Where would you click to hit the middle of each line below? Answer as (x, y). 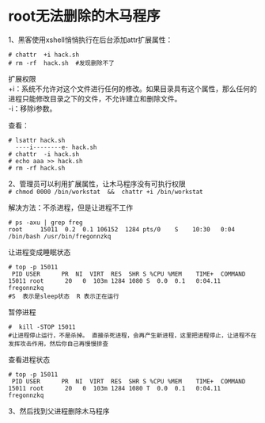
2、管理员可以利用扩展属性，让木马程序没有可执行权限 (97, 184)
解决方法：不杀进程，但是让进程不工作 (70, 208)
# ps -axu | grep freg (45, 223)
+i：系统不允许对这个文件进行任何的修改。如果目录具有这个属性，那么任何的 (132, 89)
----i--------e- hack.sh (56, 147)
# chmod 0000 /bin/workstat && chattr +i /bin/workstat (106, 192)
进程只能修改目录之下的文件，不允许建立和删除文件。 (95, 98)
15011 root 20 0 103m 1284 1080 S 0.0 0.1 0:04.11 (115, 281)
